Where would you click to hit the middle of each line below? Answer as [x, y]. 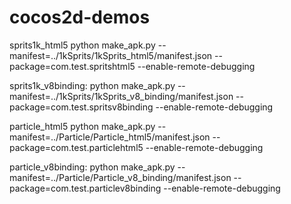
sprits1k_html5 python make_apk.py [82, 45]
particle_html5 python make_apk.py [82, 126]
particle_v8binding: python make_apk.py [92, 167]
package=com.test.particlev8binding [85, 188]
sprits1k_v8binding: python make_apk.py [92, 85]
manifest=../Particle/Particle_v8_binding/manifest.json [120, 177]
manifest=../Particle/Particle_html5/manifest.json [110, 137]
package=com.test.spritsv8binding [81, 107]
